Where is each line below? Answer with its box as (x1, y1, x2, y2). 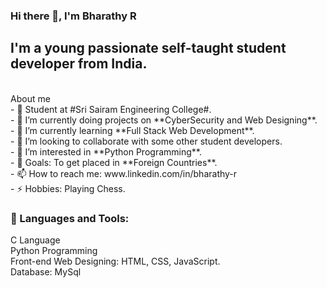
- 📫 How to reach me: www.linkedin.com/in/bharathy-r (10, 167, 238, 179)
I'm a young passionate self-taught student (10, 40, 287, 57)
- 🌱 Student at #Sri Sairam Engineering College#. (10, 103, 212, 115)
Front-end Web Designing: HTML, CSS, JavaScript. (10, 255, 221, 268)
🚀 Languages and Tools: (10, 211, 130, 225)
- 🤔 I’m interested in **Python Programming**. (10, 145, 202, 158)
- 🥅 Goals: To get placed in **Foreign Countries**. (10, 156, 218, 168)
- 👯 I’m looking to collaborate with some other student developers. (10, 135, 283, 147)
